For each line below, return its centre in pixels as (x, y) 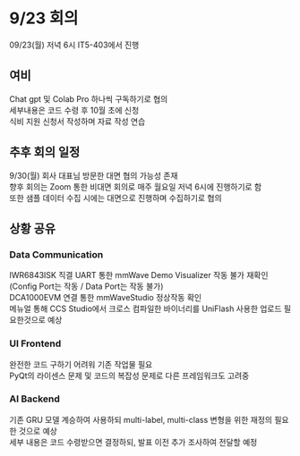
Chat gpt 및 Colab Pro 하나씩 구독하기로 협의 (89, 98)
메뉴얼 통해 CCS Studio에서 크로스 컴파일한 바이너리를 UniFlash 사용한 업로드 (146, 308)
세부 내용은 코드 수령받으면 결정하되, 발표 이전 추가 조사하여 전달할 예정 (133, 442)
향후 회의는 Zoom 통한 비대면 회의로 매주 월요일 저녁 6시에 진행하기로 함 (136, 186)
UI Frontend (35, 343)
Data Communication (56, 254)
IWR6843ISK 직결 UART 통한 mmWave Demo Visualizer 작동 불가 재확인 (139, 275)
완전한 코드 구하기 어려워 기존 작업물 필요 (81, 364)
